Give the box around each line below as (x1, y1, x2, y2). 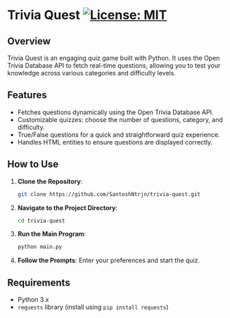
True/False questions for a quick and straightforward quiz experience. (17, 130, 220, 139)
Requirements (7, 276, 70, 288)
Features (7, 89, 47, 102)
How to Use (7, 159, 59, 171)
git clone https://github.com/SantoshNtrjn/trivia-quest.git (17, 190, 201, 197)
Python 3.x (17, 295, 49, 304)
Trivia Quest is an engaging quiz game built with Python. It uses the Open (7, 54, 220, 62)
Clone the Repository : (17, 177, 83, 185)
